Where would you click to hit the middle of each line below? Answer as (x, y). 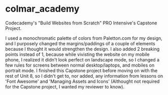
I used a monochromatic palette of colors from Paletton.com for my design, (84, 38)
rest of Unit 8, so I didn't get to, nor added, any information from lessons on (84, 76)
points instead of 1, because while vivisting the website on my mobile (77, 54)
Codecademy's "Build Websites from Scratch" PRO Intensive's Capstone (81, 23)
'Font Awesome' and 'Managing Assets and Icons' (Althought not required (82, 81)
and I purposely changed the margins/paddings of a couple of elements (80, 43)
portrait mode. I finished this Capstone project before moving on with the (81, 70)
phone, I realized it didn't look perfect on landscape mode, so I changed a (82, 59)
